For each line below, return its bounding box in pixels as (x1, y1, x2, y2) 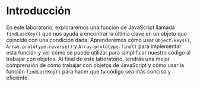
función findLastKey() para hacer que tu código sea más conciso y (6, 68, 171, 75)
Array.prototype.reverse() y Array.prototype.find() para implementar (6, 43, 182, 50)
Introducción (6, 4, 71, 18)
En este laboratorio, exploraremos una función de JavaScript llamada (6, 24, 175, 31)
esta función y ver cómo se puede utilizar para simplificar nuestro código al (6, 49, 191, 56)
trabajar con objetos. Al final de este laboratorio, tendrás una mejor (6, 55, 170, 62)
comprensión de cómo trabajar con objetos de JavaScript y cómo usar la (6, 61, 185, 69)
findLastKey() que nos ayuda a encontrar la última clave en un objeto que (6, 30, 187, 37)
